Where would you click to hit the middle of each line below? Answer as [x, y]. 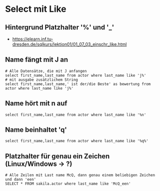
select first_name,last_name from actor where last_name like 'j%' [76, 75]
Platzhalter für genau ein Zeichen [57, 156]
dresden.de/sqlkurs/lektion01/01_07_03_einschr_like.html [69, 44]
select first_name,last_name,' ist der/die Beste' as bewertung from [78, 84]
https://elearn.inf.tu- [32, 39]
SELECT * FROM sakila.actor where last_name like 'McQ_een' [68, 184]
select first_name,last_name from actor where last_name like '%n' [76, 115]
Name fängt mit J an [37, 60]
